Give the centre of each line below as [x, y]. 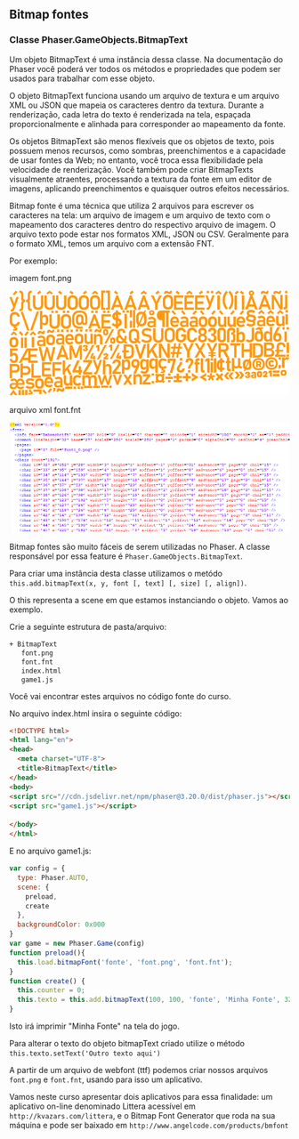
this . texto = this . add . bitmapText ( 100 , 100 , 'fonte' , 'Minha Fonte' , [149, 1000]
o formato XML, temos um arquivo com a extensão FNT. [112, 243]
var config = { [37, 868]
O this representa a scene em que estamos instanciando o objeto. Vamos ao [149, 600]
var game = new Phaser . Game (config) [77, 944]
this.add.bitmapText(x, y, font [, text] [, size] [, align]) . [128, 583]
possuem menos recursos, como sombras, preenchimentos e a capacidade [148, 150]
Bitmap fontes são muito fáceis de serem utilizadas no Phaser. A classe [140, 546]
